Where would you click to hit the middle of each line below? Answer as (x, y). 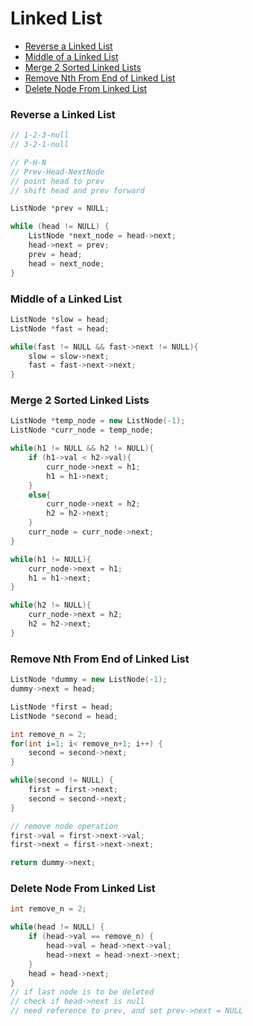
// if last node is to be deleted (82, 992)
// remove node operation (64, 826)
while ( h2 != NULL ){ (51, 605)
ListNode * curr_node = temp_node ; (82, 430)
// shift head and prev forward (77, 190)
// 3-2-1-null (40, 145)
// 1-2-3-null (40, 135)
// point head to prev (57, 181)
